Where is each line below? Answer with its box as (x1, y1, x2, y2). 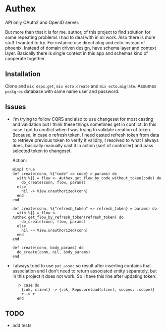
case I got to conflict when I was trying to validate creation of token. (12, 126, 152, 132)
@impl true (12, 167, 35, 172)
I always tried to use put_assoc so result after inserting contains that (12, 262, 151, 268)
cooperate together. (5, 55, 46, 61)
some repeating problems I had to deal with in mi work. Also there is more (5, 34, 156, 40)
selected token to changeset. (12, 148, 72, 154)
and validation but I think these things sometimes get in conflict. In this (12, 121, 157, 127)
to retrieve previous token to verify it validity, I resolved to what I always (12, 137, 159, 143)
